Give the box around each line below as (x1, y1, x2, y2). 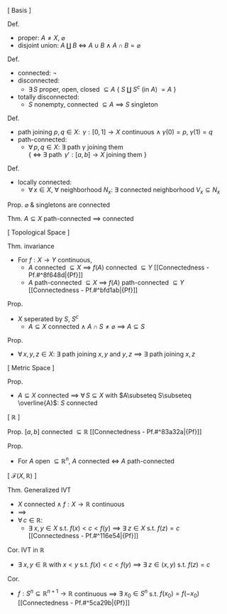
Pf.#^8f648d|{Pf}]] (28, 271, 84, 279)
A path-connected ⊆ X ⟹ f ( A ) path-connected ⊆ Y (28, 279, 184, 287)
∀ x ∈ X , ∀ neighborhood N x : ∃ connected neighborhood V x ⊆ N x (28, 185, 221, 195)
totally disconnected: (17, 92, 79, 101)
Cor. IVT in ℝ (7, 545, 45, 554)
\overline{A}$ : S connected (17, 399, 98, 407)
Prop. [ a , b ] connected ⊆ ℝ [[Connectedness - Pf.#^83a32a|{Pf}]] (7, 428, 202, 436)
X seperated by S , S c (17, 313, 79, 323)
